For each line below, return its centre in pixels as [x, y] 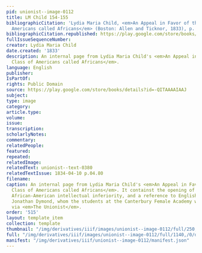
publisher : [20, 73]
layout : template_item [35, 218]
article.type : [24, 112]
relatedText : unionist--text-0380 [50, 168]
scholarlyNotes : [26, 135]
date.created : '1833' [33, 51]
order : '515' [23, 213]
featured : [19, 151]
